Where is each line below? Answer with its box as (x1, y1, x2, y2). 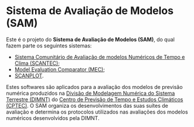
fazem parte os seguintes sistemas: (6, 42, 92, 49)
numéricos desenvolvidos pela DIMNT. (6, 114, 100, 121)
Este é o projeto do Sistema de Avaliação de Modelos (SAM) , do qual (6, 36, 175, 43)
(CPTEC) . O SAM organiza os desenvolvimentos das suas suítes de (6, 102, 168, 109)
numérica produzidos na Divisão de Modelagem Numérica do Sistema (6, 90, 175, 97)
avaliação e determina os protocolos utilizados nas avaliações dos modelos (6, 108, 189, 115)
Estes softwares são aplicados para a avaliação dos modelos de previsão (6, 83, 183, 90)
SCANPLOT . (14, 72, 44, 79)
